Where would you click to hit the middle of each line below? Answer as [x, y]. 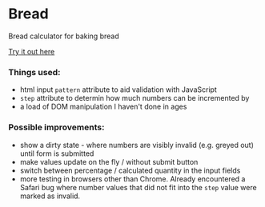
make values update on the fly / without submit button [109, 161]
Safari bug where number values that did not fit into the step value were [139, 187]
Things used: [34, 72]
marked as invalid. [50, 196]
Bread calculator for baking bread [64, 36]
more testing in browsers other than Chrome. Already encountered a [132, 179]
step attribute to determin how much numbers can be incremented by [135, 98]
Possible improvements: [56, 127]
